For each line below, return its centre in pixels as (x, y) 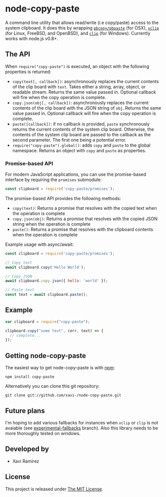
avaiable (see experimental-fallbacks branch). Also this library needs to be (82, 428)
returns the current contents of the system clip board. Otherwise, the (83, 129)
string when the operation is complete (51, 224)
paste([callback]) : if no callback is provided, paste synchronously (81, 124)
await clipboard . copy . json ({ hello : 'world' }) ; (57, 281)
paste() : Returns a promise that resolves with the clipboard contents (83, 229)
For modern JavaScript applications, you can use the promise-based (76, 174)
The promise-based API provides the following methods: (63, 198)
